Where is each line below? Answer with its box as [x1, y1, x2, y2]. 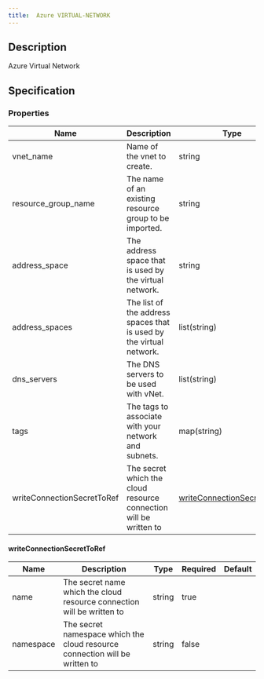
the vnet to [126, 151, 167, 162]
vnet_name [12, 151, 53, 162]
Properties [8, 108, 49, 119]
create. [126, 161, 152, 172]
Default [223, 564, 252, 575]
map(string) [178, 425, 222, 436]
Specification [8, 84, 75, 97]
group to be [126, 213, 170, 224]
